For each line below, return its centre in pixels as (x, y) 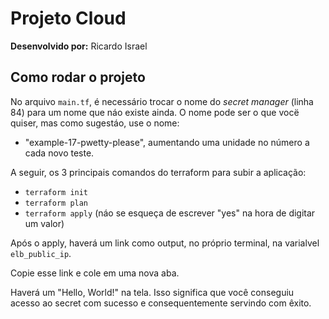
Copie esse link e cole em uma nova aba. (95, 273)
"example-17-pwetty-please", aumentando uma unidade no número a (167, 142)
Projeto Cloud (68, 18)
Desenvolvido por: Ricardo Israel (79, 46)
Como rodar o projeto (78, 77)
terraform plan (56, 203)
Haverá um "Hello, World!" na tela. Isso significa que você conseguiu (152, 292)
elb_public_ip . (41, 253)
